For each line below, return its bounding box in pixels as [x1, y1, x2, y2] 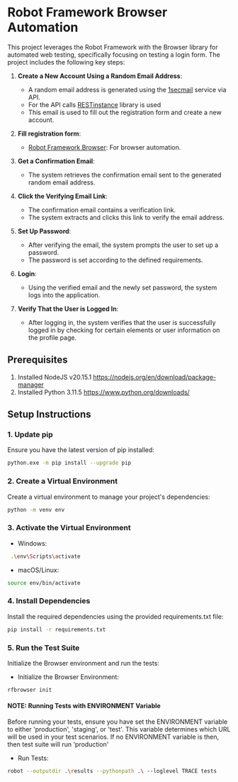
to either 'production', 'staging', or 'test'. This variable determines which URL [7, 725, 231, 734]
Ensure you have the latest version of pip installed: [7, 446, 154, 454]
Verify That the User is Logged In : [17, 304, 119, 313]
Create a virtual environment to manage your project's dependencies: [7, 492, 210, 501]
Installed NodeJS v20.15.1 [17, 373, 92, 381]
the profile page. [28, 333, 76, 341]
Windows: [17, 539, 47, 547]
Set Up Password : [17, 226, 72, 235]
